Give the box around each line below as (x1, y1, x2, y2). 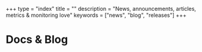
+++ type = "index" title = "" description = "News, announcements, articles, (5, 5, 197, 12)
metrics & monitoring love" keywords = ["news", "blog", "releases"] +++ (5, 11, 187, 19)
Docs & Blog (5, 33, 68, 47)
